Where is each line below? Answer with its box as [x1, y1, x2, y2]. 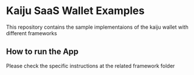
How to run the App [6, 47, 79, 57]
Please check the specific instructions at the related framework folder [6, 62, 175, 69]
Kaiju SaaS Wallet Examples [6, 4, 145, 18]
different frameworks [6, 29, 58, 36]
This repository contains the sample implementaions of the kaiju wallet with [6, 23, 189, 30]
